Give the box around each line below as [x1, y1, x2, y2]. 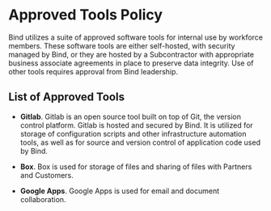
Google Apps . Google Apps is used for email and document [19, 186, 220, 196]
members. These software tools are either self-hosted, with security [8, 40, 235, 50]
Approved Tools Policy [8, 6, 163, 24]
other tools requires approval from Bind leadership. [8, 66, 179, 76]
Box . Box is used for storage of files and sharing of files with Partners [19, 162, 252, 171]
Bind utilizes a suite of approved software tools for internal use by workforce [8, 32, 264, 42]
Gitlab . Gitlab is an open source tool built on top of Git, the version [19, 112, 241, 121]
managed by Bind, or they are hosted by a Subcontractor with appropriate [8, 49, 255, 59]
